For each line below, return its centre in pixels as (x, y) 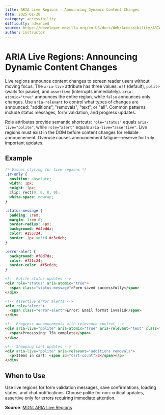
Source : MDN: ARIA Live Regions (39, 407)
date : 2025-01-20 (23, 14)
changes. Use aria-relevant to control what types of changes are (72, 102)
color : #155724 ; (26, 234)
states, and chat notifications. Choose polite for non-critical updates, (75, 392)
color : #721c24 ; (26, 261)
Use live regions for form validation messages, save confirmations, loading (81, 387)
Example (19, 158)
